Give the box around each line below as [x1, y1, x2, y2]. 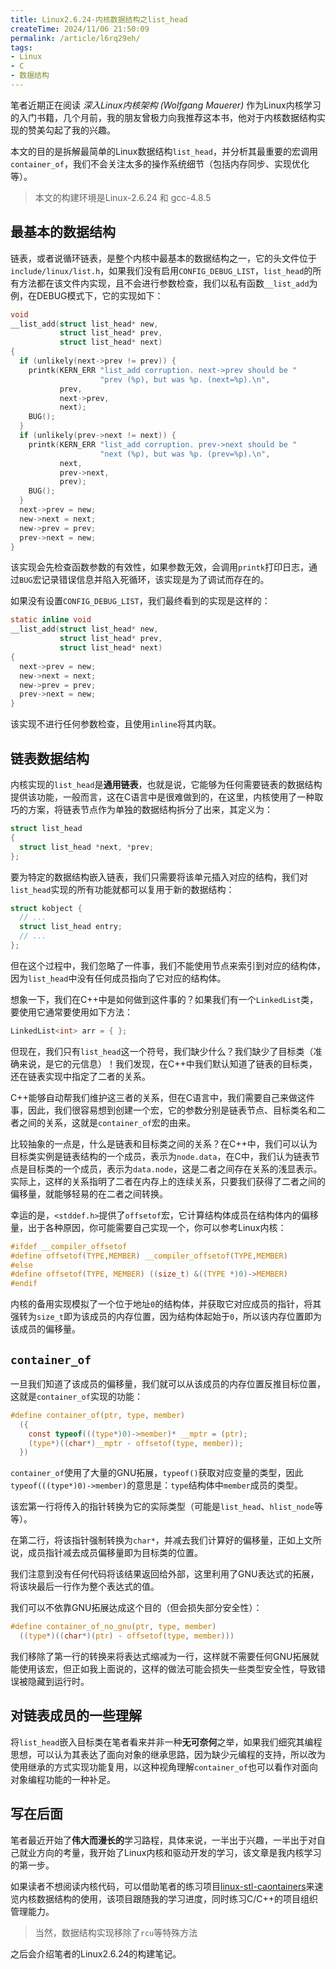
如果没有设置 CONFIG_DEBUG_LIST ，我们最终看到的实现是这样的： [10, 595, 271, 607]
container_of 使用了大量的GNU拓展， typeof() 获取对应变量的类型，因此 [10, 1467, 304, 1479]
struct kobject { [10, 903, 83, 913]
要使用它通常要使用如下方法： [10, 1006, 133, 1018]
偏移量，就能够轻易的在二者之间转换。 [10, 1187, 168, 1200]
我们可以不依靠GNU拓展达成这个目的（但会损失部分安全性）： [10, 1602, 263, 1614]
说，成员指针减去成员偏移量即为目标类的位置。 [10, 1547, 203, 1559]
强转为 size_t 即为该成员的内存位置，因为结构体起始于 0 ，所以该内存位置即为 [10, 1311, 323, 1323]
